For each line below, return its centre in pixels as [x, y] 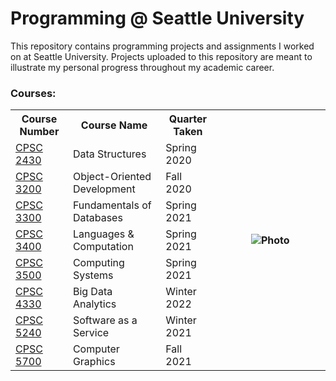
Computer [96, 349]
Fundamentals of [112, 205]
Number [39, 132]
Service [91, 333]
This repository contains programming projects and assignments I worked [162, 46]
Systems [93, 275]
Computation [103, 247]
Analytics [94, 304]
